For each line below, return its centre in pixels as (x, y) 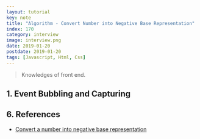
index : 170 (20, 29)
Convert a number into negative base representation (81, 129)
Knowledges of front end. (53, 74)
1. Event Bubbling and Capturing (69, 94)
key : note (19, 18)
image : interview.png (34, 40)
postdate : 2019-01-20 (34, 52)
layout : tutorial (28, 12)
